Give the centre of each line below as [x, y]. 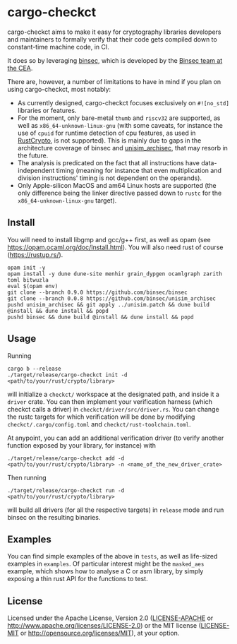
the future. [33, 155]
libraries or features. [47, 110]
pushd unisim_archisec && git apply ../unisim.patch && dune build [109, 304]
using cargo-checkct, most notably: [59, 89]
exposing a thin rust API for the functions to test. [78, 579]
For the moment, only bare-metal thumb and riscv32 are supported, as [119, 118]
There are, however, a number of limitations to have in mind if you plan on [114, 81]
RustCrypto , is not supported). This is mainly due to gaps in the [109, 140]
